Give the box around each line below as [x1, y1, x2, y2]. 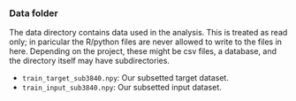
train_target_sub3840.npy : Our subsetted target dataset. [21, 73, 230, 83]
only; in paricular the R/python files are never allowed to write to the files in [9, 36, 283, 47]
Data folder [9, 7, 59, 19]
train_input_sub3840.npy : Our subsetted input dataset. [21, 82, 223, 93]
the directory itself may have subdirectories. [9, 56, 171, 66]
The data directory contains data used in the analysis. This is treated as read [9, 27, 288, 38]
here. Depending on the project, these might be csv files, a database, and [9, 46, 277, 57]
